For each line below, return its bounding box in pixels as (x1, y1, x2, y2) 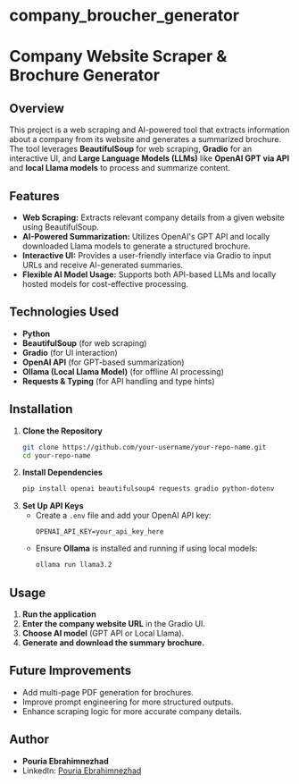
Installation (9, 401, 73, 417)
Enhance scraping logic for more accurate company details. (21, 705, 243, 716)
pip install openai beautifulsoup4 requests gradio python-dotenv (21, 485, 275, 493)
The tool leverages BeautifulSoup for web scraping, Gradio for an (9, 144, 253, 155)
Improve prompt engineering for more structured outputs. (21, 696, 234, 707)
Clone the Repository (21, 426, 103, 436)
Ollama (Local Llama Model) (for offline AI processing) (21, 366, 225, 376)
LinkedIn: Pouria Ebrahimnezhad (21, 765, 142, 776)
